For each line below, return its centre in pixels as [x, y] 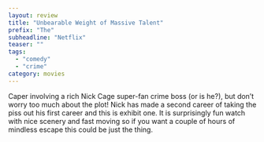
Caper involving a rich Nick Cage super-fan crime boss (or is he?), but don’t [131, 96]
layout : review [33, 15]
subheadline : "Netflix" [47, 37]
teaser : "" [26, 45]
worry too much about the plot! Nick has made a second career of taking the [132, 104]
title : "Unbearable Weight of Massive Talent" [86, 23]
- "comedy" [33, 60]
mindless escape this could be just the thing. [81, 129]
